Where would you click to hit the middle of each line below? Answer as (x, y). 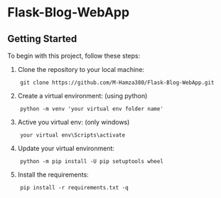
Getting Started (42, 39)
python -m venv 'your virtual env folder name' (92, 109)
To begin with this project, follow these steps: (74, 56)
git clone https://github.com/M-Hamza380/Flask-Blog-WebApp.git (117, 83)
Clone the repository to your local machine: (81, 69)
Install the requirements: (53, 174)
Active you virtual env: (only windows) (74, 122)
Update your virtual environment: (66, 148)
